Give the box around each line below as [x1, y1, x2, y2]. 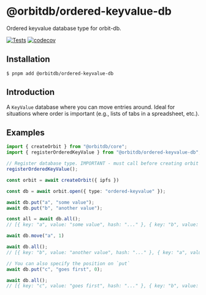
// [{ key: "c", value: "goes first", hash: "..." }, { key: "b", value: [6, 283, 199, 289]
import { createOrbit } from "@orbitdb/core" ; [6, 144, 128, 150]
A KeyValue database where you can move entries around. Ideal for [6, 103, 175, 111]
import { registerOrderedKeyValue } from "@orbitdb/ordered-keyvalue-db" [6, 149, 199, 155]
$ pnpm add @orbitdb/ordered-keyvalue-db [6, 70, 114, 77]
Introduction [6, 87, 55, 97]
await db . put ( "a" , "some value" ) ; [6, 199, 95, 206]
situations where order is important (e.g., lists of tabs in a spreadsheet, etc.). [6, 110, 200, 117]
